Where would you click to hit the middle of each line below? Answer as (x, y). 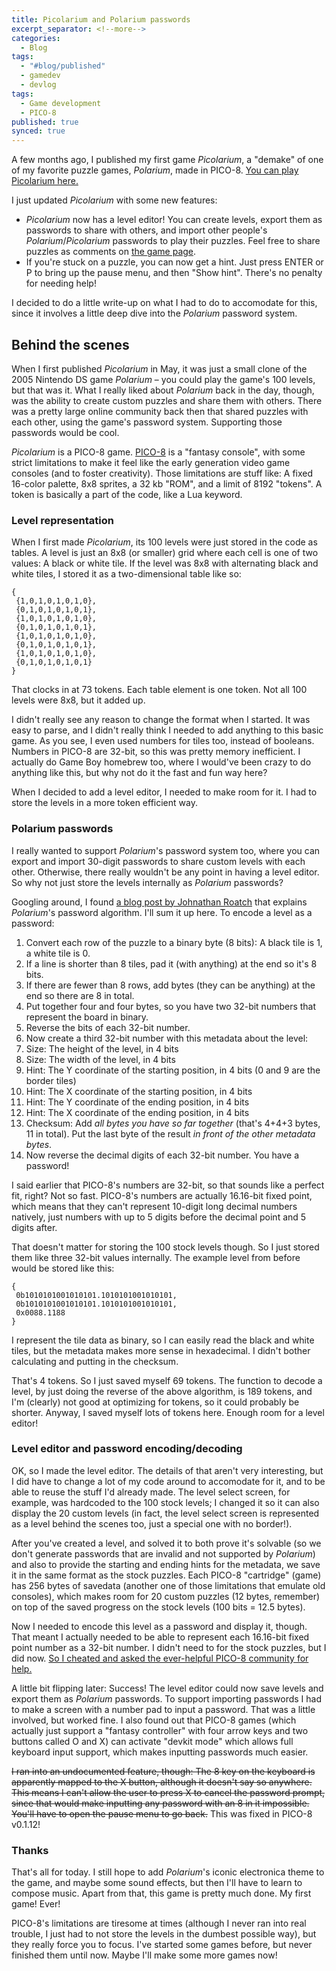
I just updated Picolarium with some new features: (114, 200)
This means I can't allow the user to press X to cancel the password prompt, (168, 1792)
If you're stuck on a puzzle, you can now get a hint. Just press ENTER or (174, 262)
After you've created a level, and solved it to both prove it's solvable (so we (166, 1543)
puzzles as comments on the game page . (111, 252)
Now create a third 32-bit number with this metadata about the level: (167, 1038)
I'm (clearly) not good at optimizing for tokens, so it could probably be (155, 1402)
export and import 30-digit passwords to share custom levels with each (158, 861)
